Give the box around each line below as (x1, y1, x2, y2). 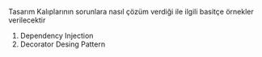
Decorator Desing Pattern (19, 39, 106, 49)
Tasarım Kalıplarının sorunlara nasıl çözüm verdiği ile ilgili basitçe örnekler (8, 7, 254, 16)
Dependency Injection (19, 31, 94, 40)
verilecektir (8, 15, 46, 25)
